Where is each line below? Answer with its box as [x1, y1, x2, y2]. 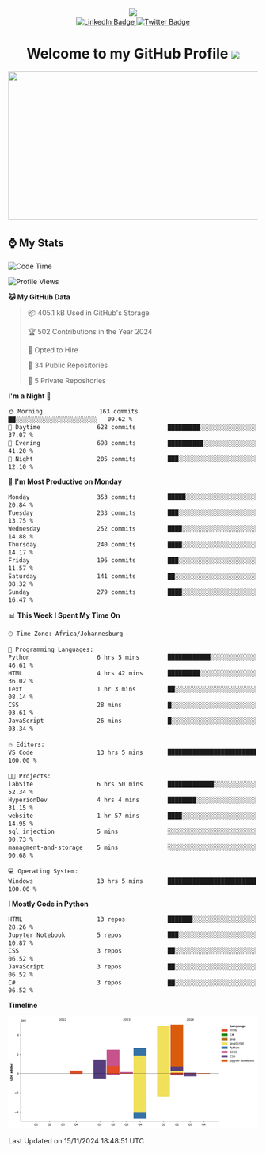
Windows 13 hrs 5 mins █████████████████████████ [8, 877, 257, 885]
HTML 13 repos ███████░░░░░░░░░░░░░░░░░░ [8, 915, 257, 923]
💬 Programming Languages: [8, 645, 93, 653]
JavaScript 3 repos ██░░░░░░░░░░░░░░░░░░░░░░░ [8, 962, 257, 971]
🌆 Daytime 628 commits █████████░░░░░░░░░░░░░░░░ [8, 423, 257, 431]
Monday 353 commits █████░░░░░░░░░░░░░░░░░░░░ [8, 493, 257, 501]
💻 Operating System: [8, 867, 79, 875]
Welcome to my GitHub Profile [26, 45, 229, 63]
